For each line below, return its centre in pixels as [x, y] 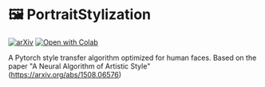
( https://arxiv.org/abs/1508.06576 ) [65, 74]
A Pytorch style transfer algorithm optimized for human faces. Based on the [132, 57]
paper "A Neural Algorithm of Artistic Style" [79, 66]
